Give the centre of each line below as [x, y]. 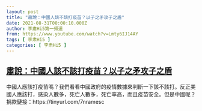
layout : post [23, 12]
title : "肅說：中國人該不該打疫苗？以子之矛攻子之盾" [66, 17]
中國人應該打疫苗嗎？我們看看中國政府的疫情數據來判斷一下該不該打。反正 [98, 86]
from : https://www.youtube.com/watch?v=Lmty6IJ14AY [72, 34]
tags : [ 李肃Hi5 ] [28, 40]
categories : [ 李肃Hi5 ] [36, 46]
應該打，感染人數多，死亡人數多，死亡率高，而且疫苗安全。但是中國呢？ [106, 94]
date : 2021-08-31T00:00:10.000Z [47, 23]
